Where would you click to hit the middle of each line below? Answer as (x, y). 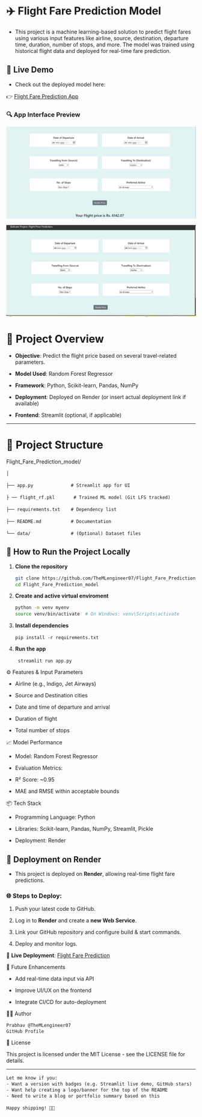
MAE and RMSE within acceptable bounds (67, 791)
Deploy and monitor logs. (46, 944)
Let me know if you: (32, 1078)
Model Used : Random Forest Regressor (64, 373)
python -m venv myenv (42, 608)
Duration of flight (36, 719)
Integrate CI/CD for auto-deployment (60, 1002)
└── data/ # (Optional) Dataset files (74, 533)
